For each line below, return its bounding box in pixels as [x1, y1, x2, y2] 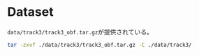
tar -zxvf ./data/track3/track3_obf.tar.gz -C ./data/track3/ [7, 41, 192, 48]
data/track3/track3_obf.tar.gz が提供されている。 [7, 27, 154, 36]
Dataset [7, 4, 54, 20]
